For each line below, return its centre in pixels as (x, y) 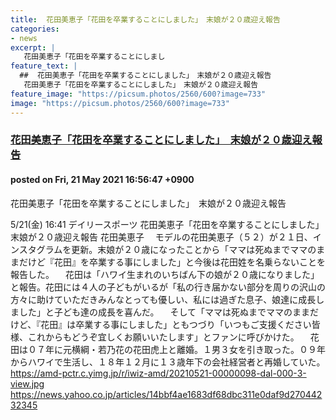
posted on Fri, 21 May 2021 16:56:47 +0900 (102, 180)
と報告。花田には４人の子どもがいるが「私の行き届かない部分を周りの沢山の (168, 287)
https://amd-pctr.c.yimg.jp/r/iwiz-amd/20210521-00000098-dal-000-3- (158, 373)
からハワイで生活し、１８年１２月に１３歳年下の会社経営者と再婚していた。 (168, 362)
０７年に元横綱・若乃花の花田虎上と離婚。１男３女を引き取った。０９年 (176, 349)
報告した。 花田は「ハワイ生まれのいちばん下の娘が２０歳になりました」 (165, 274)
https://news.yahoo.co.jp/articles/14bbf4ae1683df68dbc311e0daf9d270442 (166, 394)
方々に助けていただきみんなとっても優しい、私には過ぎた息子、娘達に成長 (163, 299)
